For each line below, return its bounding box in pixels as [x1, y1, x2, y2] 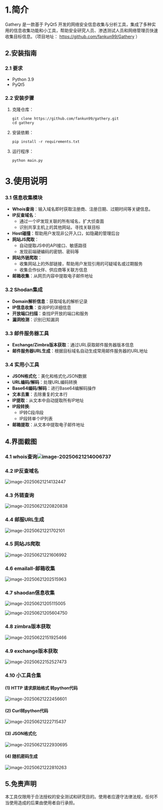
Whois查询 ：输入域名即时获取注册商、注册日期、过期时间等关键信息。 [12, 206, 153, 212]
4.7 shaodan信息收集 [5, 589, 55, 596]
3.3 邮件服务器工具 [5, 330, 49, 337]
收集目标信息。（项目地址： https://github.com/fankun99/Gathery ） [5, 34, 140, 39]
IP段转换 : [12, 404, 31, 410]
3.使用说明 [5, 176, 48, 187]
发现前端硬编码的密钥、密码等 [19, 249, 79, 255]
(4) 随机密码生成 [5, 754, 38, 759]
